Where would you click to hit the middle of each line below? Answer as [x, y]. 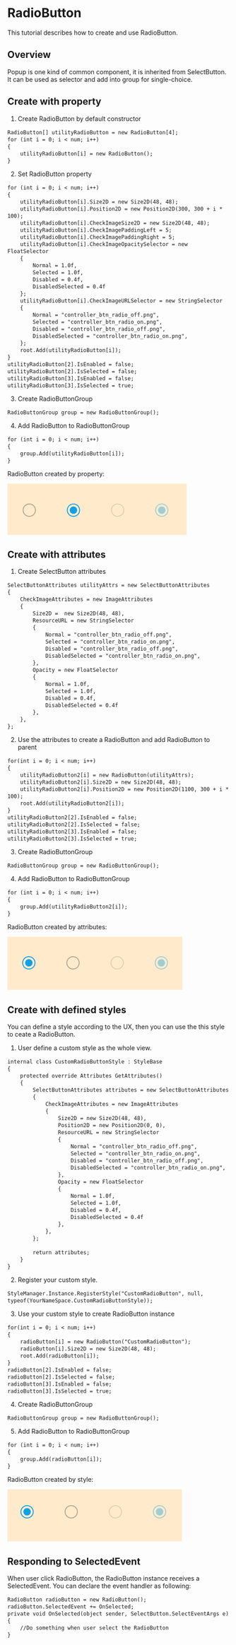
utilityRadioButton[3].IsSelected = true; [71, 385]
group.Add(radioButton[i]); [61, 1460]
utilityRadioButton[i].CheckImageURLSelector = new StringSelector [121, 301]
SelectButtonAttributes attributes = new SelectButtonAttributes [131, 1090]
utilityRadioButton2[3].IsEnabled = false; [72, 832]
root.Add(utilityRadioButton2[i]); [72, 803]
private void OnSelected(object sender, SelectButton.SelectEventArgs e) [118, 1614]
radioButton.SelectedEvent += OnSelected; [71, 1607]
